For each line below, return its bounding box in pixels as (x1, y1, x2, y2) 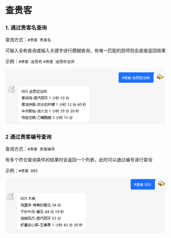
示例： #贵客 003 (5, 168, 38, 174)
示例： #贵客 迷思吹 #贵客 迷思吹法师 (5, 58, 75, 64)
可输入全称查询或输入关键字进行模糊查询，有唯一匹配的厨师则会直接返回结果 (5, 47, 166, 54)
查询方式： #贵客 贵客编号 (5, 146, 55, 152)
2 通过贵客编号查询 (5, 133, 52, 140)
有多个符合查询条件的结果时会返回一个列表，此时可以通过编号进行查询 (5, 157, 153, 163)
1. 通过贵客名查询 (5, 24, 47, 31)
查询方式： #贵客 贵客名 (5, 37, 51, 43)
